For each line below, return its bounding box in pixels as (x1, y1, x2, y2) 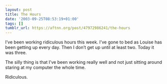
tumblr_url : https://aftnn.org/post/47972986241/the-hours (5, 26, 131, 31)
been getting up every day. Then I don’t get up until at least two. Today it (5, 44, 155, 50)
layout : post (5, 7, 32, 12)
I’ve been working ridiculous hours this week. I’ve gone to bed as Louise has (5, 39, 162, 45)
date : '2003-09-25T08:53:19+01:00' (5, 16, 79, 21)
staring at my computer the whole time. (5, 65, 86, 71)
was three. (5, 50, 27, 56)
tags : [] (5, 21, 23, 26)
